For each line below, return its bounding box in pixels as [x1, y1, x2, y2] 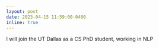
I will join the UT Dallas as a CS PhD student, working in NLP [6, 36, 154, 43]
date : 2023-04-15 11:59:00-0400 [6, 14, 86, 20]
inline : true [6, 19, 39, 25]
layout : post [6, 8, 39, 15]
